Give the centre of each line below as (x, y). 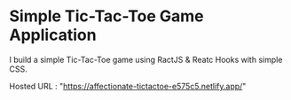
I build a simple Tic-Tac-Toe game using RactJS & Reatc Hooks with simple (146, 59)
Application (53, 35)
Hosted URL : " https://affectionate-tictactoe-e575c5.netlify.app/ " (128, 86)
